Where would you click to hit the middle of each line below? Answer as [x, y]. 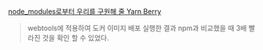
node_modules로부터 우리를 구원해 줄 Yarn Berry [85, 11]
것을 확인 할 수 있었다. [76, 38]
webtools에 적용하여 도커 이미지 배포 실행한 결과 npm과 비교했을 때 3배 [137, 28]
